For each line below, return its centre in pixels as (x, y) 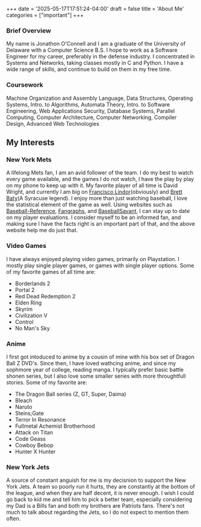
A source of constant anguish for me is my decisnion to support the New (96, 480)
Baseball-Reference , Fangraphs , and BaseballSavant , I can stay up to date (98, 211)
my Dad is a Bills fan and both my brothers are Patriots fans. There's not (95, 506)
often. (14, 519)
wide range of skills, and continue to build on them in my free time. (89, 69)
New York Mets (29, 159)
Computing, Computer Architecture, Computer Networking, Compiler (91, 117)
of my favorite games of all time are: (51, 272)
